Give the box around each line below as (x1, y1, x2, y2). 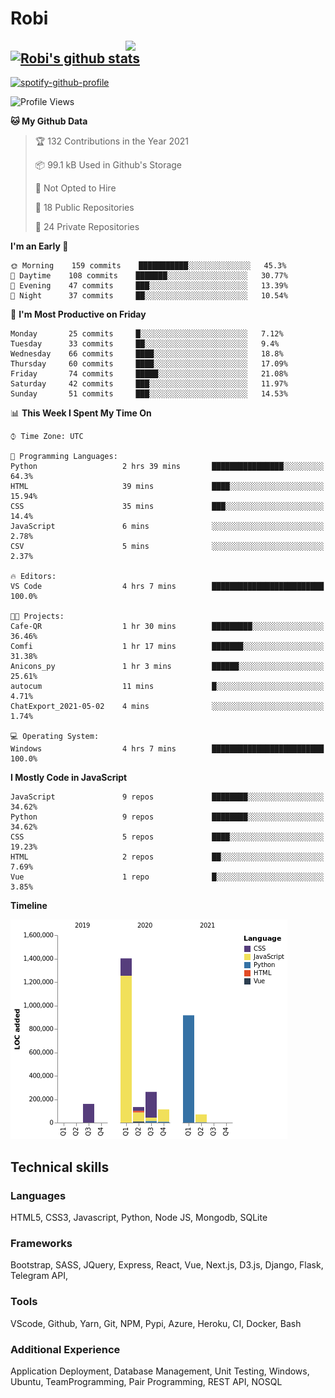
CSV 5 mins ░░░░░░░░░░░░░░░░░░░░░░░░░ (10, 542, 325, 552)
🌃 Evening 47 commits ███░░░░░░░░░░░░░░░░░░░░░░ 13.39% (10, 281, 288, 291)
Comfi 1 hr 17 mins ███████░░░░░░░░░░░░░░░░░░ (10, 642, 325, 652)
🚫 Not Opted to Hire (34, 182, 117, 194)
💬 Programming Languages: (10, 452, 118, 462)
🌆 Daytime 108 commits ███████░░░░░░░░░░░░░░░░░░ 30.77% (10, 271, 288, 281)
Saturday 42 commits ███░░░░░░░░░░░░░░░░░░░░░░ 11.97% (10, 379, 288, 389)
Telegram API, (10, 1270, 68, 1282)
